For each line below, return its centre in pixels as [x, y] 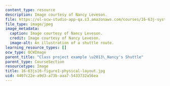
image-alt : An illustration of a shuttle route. [62, 43]
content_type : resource [30, 10]
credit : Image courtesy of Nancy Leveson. [55, 38]
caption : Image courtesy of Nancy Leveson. [56, 33]
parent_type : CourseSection [35, 62]
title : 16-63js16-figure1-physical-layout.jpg [55, 71]
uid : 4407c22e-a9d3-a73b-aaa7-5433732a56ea [52, 76]
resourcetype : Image [27, 66]
